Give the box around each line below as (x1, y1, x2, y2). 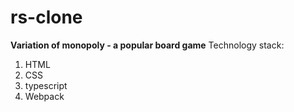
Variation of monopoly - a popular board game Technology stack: (10, 39, 285, 51)
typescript (24, 79, 68, 91)
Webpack (24, 90, 65, 102)
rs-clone (10, 6, 83, 29)
